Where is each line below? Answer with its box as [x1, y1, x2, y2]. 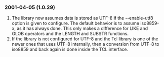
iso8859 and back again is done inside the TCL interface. [11, 46, 128, 53]
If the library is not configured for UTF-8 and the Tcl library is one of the [11, 36, 159, 42]
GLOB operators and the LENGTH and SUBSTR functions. [11, 31, 129, 37]
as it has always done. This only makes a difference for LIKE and [16, 26, 148, 31]
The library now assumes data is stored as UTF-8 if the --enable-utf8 [11, 15, 154, 21]
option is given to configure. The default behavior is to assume [11, 20, 139, 26]
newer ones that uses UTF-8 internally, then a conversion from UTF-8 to [11, 41, 160, 47]
